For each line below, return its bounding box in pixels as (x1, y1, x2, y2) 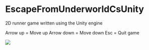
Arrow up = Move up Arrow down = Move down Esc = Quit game (5, 29, 139, 35)
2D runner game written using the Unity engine (5, 20, 103, 26)
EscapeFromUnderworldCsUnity (5, 3, 144, 15)
